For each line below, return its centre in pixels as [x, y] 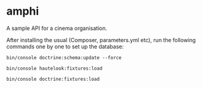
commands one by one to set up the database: [65, 46]
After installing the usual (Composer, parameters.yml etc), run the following [101, 40]
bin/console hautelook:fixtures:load [54, 68]
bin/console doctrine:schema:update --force [64, 57]
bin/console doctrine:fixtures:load [53, 79]
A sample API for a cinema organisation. [57, 28]
